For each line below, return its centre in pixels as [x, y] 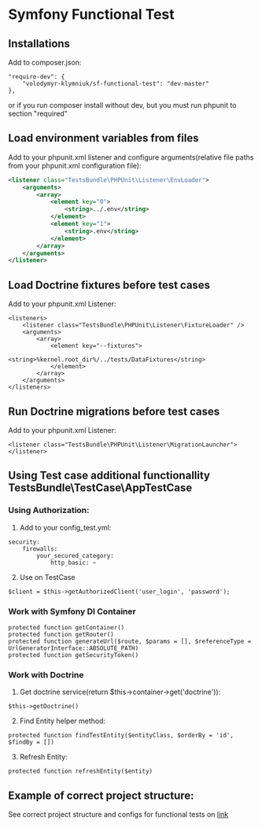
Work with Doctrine [46, 674]
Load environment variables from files [103, 138]
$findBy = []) [31, 742]
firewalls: [40, 548]
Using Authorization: [49, 511]
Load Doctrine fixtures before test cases [109, 285]
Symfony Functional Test [91, 15]
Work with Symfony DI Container [72, 611]
